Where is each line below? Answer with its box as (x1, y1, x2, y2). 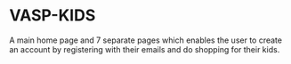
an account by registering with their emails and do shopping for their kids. (9, 44, 280, 54)
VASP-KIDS (9, 5, 96, 26)
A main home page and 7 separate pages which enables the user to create (9, 35, 283, 45)
